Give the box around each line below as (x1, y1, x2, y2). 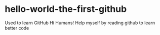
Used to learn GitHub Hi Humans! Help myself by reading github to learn (5, 20, 155, 26)
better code (5, 25, 29, 31)
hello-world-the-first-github (5, 3, 127, 15)
